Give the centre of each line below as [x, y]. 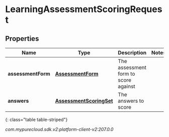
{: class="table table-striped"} [36, 120]
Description [132, 53]
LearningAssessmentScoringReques [84, 9]
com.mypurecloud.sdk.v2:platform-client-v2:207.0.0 [59, 129]
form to [126, 74]
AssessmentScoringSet [84, 101]
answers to [131, 101]
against [127, 86]
